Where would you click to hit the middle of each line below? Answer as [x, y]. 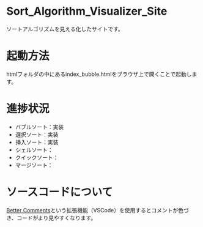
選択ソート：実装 [37, 134]
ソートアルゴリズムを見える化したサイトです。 [65, 29]
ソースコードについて [60, 192]
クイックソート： [37, 157]
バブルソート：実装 [39, 127]
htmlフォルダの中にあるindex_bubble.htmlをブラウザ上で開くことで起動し [99, 74]
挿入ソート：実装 [37, 142]
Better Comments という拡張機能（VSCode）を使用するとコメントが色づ [98, 210]
